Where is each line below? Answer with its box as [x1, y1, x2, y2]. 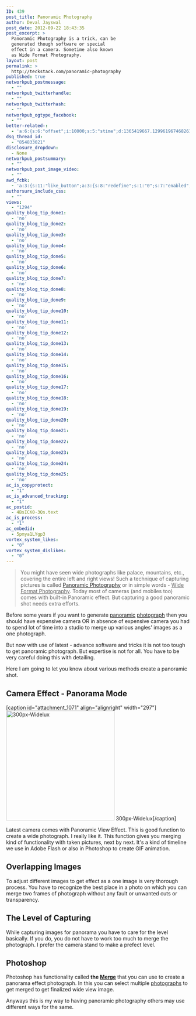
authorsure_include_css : [6, 188, 66, 194]
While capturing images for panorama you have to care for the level [6, 929, 168, 936]
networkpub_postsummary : [6, 156, 66, 162]
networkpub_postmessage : [6, 80, 66, 85]
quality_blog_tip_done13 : [6, 341, 69, 347]
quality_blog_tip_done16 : [6, 373, 69, 379]
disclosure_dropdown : [6, 145, 59, 150]
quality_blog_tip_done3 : [6, 232, 66, 238]
